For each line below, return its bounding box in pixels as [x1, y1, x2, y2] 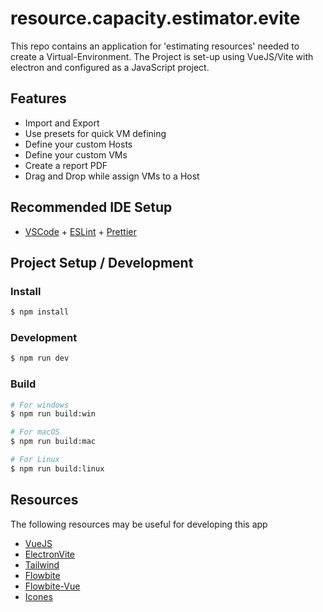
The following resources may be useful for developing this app [10, 518, 268, 530]
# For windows [10, 400, 70, 410]
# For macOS [10, 427, 60, 437]
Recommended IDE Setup [10, 199, 173, 216]
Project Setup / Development [10, 254, 194, 271]
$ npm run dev [10, 353, 70, 364]
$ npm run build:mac [10, 437, 97, 447]
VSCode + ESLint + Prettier [24, 225, 137, 237]
